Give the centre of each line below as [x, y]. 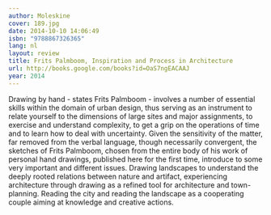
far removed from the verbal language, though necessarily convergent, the [133, 141]
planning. [24, 193]
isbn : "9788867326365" [47, 38]
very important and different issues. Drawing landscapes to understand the [133, 167]
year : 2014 [27, 76]
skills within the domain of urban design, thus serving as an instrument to [130, 107]
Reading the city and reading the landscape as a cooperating [142, 193]
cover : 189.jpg [34, 23]
